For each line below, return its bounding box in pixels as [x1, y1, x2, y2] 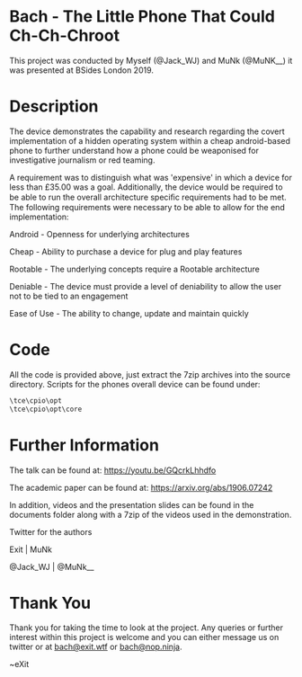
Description [9, 96, 99, 117]
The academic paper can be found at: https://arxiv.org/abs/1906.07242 [9, 482, 273, 493]
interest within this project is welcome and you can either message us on [9, 632, 280, 643]
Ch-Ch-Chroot [9, 25, 120, 46]
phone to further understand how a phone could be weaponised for [9, 145, 259, 156]
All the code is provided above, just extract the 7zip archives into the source [9, 369, 291, 379]
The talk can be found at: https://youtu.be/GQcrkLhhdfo [9, 465, 217, 476]
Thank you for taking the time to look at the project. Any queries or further [9, 622, 284, 633]
